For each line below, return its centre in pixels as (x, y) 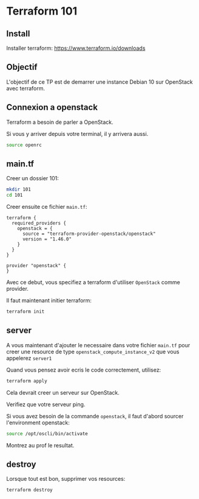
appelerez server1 (29, 358)
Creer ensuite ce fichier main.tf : (47, 207)
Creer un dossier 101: (33, 178)
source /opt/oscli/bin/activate (47, 433)
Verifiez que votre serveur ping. (46, 404)
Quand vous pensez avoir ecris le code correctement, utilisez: (84, 370)
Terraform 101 (42, 11)
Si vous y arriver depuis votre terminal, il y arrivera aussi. (77, 134)
